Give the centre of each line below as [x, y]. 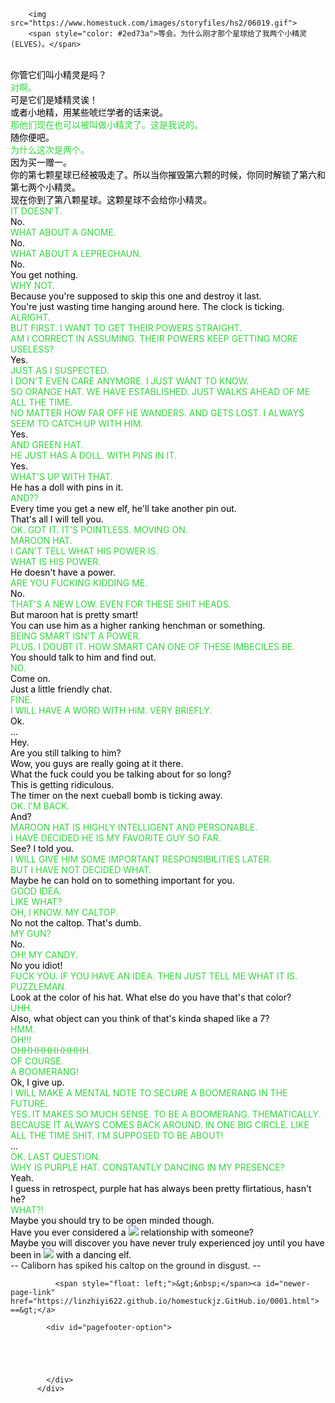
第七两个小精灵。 [45, 187]
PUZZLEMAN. [39, 986]
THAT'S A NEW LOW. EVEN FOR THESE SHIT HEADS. [121, 604]
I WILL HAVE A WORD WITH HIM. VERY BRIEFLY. [111, 710]
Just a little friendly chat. [61, 689]
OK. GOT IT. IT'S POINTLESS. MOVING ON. [99, 529]
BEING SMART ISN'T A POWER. [76, 636]
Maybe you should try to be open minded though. [112, 1220]
